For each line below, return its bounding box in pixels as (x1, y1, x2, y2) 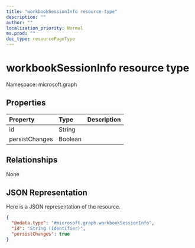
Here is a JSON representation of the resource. (6, 203, 121, 210)
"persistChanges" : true (11, 231, 70, 237)
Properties (6, 98, 46, 108)
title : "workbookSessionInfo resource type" (6, 8, 118, 15)
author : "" (6, 19, 33, 25)
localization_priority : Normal (6, 25, 83, 31)
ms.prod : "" (6, 31, 35, 37)
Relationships (6, 155, 58, 165)
